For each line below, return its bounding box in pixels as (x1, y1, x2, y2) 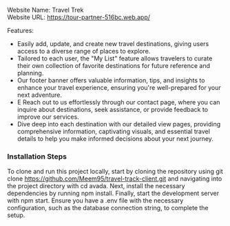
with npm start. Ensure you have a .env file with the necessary (7, 196, 184, 205)
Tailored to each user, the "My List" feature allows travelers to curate (17, 54, 213, 63)
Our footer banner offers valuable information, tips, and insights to (17, 76, 205, 84)
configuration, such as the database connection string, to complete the (7, 204, 209, 212)
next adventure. (17, 91, 62, 99)
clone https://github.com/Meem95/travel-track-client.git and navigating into (7, 174, 222, 183)
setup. (7, 211, 25, 219)
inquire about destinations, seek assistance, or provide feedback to (17, 106, 209, 113)
